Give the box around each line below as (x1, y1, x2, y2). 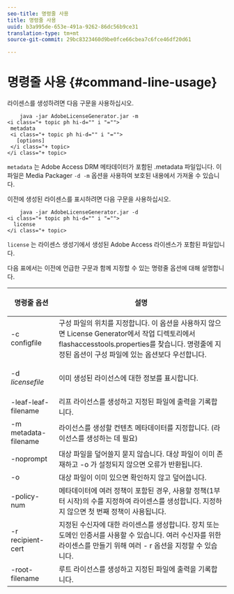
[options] (16, 138, 45, 144)
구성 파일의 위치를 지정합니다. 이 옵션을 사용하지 (58, 318, 207, 328)
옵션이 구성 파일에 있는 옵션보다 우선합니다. (73, 350, 207, 359)
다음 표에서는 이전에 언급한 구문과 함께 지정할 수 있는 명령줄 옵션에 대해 (7, 264, 201, 272)
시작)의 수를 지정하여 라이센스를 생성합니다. (67, 496, 201, 506)
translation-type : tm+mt (7, 29, 79, 37)
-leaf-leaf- (10, 397, 49, 407)
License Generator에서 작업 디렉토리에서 (67, 329, 196, 339)
